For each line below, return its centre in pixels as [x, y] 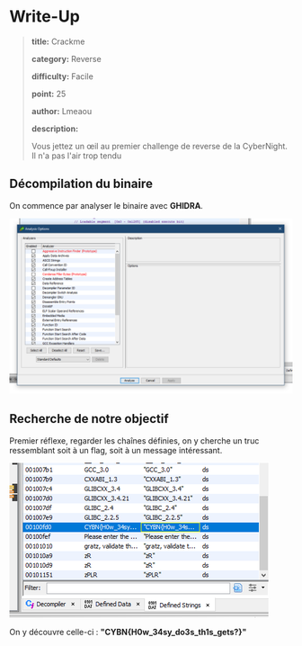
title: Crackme [58, 41]
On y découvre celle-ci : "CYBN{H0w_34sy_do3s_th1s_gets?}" [128, 632]
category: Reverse [66, 58]
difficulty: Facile [62, 76]
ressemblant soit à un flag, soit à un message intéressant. [116, 450]
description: [55, 129]
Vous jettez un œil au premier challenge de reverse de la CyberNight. [159, 146]
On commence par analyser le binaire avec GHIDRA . [107, 205]
